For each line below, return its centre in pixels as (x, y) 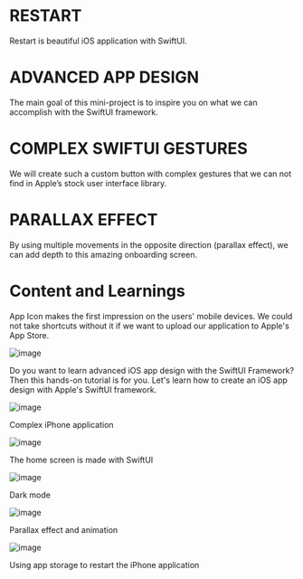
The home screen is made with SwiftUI (81, 460)
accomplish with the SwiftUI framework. (84, 112)
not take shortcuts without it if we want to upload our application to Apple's (149, 326)
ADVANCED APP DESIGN (104, 77)
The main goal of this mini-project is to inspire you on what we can (133, 102)
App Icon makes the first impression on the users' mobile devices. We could (151, 316)
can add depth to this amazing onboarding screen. (103, 254)
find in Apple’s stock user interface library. (88, 183)
